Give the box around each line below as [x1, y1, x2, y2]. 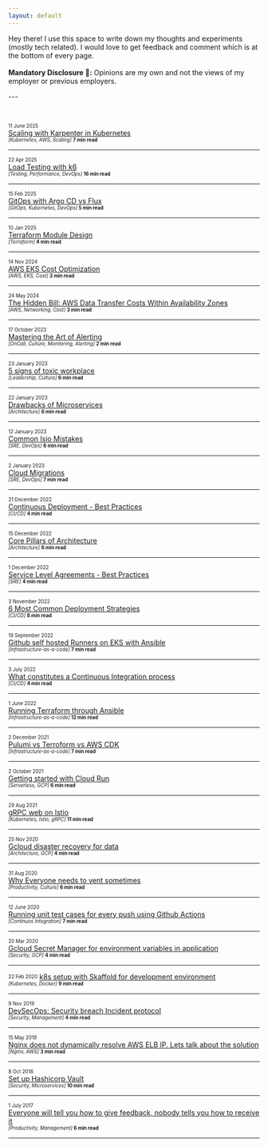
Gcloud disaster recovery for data [8, 841, 120, 851]
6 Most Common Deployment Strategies [8, 603, 140, 613]
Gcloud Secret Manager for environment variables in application [8, 943, 219, 953]
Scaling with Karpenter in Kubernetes [8, 128, 132, 137]
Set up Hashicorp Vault [8, 1073, 85, 1083]
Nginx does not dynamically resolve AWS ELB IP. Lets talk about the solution [8, 1040, 259, 1049]
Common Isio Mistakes [8, 433, 84, 444]
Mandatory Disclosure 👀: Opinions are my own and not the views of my [8, 67, 245, 77]
